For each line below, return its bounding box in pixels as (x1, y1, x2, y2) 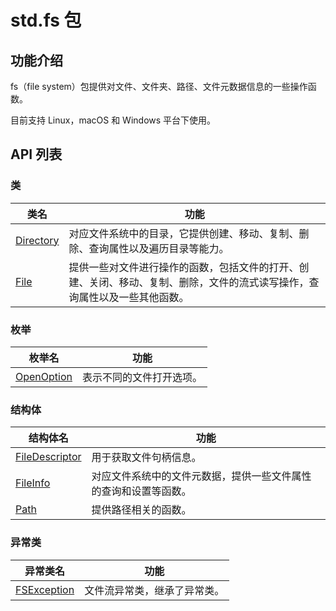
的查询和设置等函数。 (91, 484, 192, 498)
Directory (15, 233, 60, 247)
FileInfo (15, 476, 51, 490)
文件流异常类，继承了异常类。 (84, 583, 225, 597)
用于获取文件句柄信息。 (91, 451, 202, 465)
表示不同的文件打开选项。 (82, 370, 203, 384)
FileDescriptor (15, 450, 82, 464)
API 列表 (10, 146, 63, 163)
